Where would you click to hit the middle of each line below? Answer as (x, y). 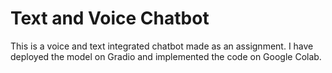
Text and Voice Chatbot (110, 18)
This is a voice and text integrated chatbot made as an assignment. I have (162, 46)
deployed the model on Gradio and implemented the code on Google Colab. (166, 56)
